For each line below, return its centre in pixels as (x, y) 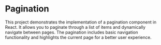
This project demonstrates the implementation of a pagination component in (81, 22)
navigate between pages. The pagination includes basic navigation (72, 32)
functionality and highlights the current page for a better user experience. (78, 37)
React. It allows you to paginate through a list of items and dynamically (75, 27)
